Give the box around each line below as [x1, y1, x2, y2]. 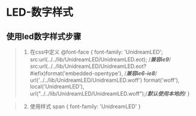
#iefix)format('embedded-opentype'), [29, 70, 123, 77]
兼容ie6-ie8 [126, 70, 156, 77]
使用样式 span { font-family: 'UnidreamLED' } [29, 103, 141, 110]
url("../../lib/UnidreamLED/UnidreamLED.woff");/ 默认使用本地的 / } [29, 90, 190, 97]
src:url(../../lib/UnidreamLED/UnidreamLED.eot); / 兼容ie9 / [29, 56, 171, 63]
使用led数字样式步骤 [6, 31, 82, 41]
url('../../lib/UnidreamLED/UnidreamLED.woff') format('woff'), [29, 76, 180, 84]
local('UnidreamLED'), [29, 83, 85, 90]
